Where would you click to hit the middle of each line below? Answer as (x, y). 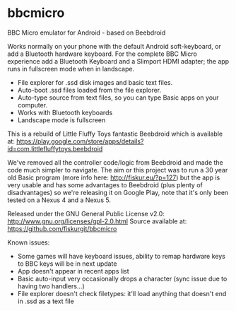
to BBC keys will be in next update (67, 264)
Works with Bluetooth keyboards (65, 112)
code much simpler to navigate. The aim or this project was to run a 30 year (118, 170)
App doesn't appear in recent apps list (73, 271)
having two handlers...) (51, 286)
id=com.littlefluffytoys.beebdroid (55, 148)
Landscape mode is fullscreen (61, 120)
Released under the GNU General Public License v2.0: (86, 213)
